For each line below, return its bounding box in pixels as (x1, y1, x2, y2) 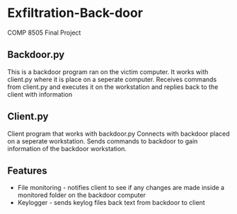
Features (7, 165, 47, 177)
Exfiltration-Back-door (7, 5, 144, 21)
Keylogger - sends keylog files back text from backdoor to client (17, 198, 205, 207)
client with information (7, 90, 73, 98)
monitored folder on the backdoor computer (17, 191, 146, 199)
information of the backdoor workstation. (7, 144, 127, 153)
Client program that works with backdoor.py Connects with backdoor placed (7, 129, 230, 138)
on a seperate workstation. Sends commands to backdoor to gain (7, 136, 198, 145)
